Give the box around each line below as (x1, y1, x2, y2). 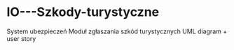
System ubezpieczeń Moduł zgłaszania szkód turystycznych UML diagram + (6, 27, 228, 35)
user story (6, 34, 36, 42)
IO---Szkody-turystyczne (6, 4, 160, 20)
